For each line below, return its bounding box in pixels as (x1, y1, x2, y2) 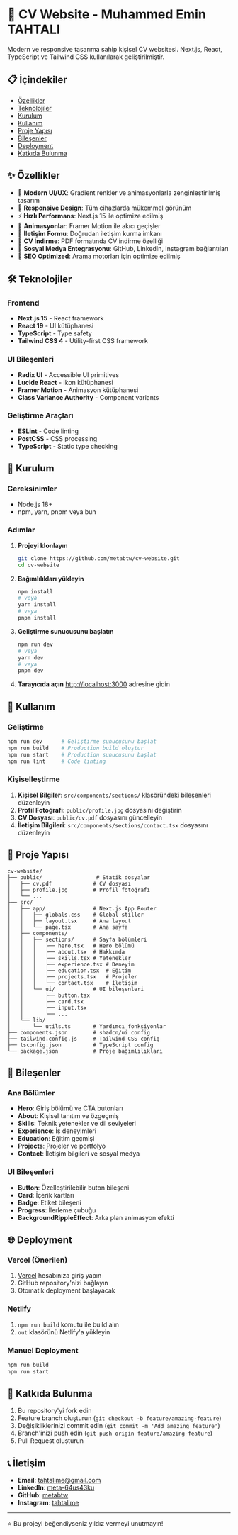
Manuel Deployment (7, 1345, 79, 1355)
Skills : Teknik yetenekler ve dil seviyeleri (17, 1120, 137, 1128)
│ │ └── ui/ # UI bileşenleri (7, 986, 144, 993)
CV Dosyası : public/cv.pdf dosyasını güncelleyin (17, 813, 163, 822)
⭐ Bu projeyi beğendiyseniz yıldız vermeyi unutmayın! (7, 1519, 164, 1528)
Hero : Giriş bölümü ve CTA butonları (17, 1104, 123, 1112)
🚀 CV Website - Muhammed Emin (7, 6, 207, 23)
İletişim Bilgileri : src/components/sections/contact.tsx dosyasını (17, 820, 208, 829)
